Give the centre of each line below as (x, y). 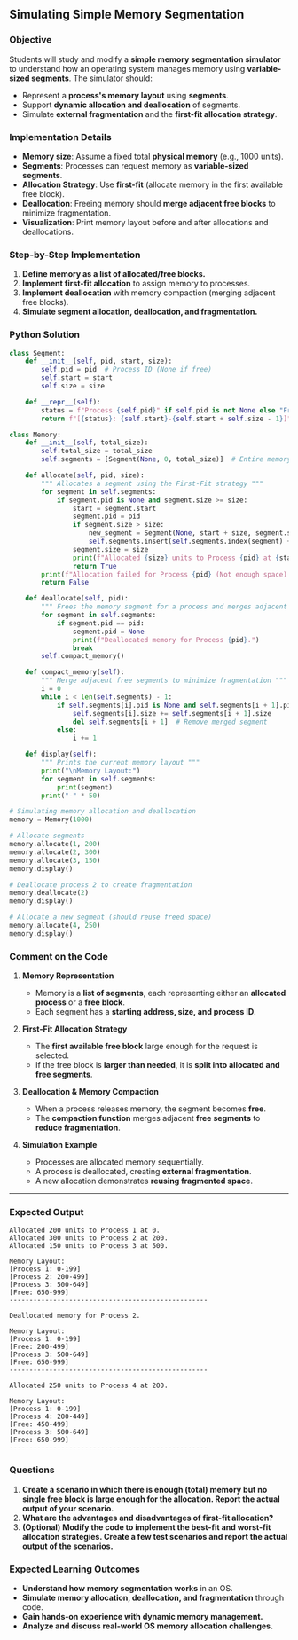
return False (65, 583)
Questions (32, 1470)
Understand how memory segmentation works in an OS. (127, 1589)
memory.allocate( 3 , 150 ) (55, 860)
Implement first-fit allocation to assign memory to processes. (136, 284)
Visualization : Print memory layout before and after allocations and (145, 222)
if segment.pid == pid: (100, 623)
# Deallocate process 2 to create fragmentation (101, 885)
